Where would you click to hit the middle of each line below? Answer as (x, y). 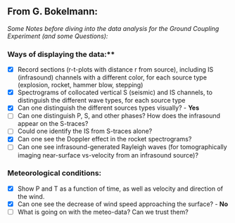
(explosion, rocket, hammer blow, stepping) (80, 85)
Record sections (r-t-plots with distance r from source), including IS (115, 70)
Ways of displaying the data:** (61, 54)
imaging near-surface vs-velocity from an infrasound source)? (108, 155)
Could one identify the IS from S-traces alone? (85, 131)
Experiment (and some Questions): (58, 36)
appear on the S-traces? (53, 124)
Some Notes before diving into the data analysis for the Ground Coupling (113, 28)
